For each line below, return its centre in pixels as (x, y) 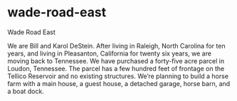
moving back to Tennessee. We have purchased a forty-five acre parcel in (116, 60)
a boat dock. (26, 91)
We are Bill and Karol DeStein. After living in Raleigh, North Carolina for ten (116, 46)
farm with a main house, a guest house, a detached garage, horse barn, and (119, 83)
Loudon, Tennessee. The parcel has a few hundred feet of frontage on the (116, 68)
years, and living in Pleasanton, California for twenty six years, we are (110, 53)
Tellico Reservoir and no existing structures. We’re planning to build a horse (118, 76)
